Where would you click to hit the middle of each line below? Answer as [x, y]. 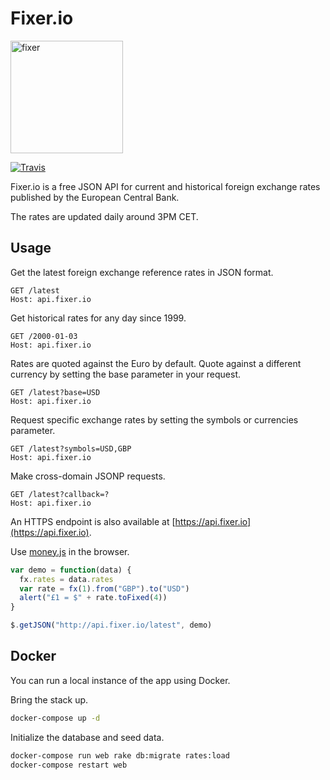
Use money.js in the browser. [70, 551]
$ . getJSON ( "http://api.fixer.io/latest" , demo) [111, 625]
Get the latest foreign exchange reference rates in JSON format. [142, 272]
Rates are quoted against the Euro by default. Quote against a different [156, 363]
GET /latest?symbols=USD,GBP [71, 448]
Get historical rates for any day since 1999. [98, 318]
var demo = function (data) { [71, 570]
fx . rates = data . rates [66, 579]
